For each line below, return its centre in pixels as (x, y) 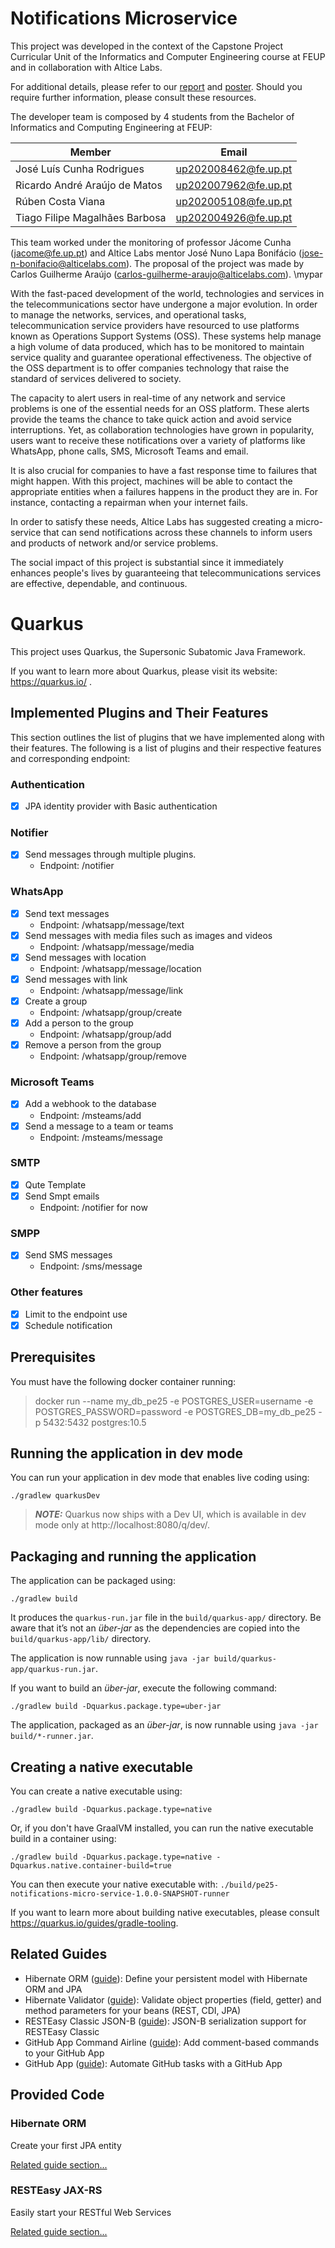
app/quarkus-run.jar (53, 1670)
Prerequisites (53, 1357)
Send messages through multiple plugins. (110, 854)
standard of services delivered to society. (96, 378)
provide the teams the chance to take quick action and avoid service (151, 419)
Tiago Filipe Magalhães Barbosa (91, 217)
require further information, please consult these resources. (133, 97)
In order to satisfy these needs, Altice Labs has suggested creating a (152, 521)
